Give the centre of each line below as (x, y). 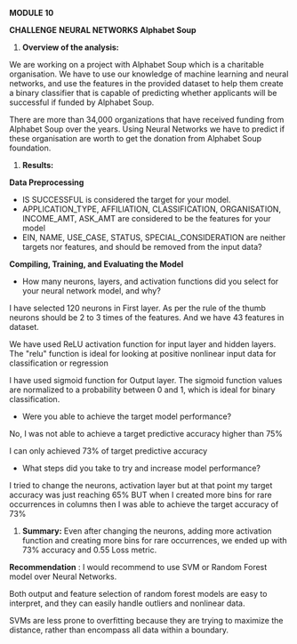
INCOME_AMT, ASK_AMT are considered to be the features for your (146, 218)
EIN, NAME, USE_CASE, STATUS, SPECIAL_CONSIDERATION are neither (154, 237)
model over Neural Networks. (63, 576)
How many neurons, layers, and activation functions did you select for (150, 281)
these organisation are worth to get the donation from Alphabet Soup (136, 138)
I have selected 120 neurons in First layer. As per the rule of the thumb (138, 308)
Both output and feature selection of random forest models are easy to (138, 594)
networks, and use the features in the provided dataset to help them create (146, 83)
